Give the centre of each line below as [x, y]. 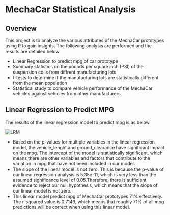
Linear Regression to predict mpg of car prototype [65, 61]
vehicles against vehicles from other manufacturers [66, 94]
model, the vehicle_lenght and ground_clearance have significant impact [89, 147]
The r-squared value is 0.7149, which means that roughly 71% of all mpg [88, 201]
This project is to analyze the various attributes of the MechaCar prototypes [85, 40]
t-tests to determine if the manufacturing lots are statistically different [86, 77]
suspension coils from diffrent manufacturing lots [64, 72]
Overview [21, 28]
